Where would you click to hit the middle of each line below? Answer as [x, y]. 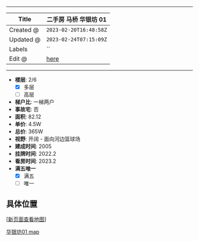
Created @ [24, 30]
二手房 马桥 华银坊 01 [77, 20]
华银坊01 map [23, 232]
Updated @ [25, 39]
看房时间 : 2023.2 [35, 161]
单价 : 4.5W [28, 124]
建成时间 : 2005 [33, 146]
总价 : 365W [29, 131]
